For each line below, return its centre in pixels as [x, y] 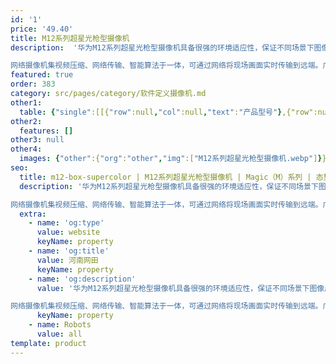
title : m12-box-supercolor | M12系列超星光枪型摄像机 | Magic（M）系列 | [165, 177]
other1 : [26, 102]
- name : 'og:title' [69, 251]
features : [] [46, 131]
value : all [59, 334]
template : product [48, 343]
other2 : [26, 121]
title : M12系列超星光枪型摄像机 [70, 38]
